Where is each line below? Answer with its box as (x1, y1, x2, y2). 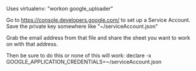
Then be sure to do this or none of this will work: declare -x (6, 52, 152, 59)
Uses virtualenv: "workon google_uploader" (6, 5, 113, 12)
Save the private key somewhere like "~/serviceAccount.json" (6, 23, 158, 30)
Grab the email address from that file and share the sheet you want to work (6, 34, 191, 41)
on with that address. (6, 41, 58, 47)
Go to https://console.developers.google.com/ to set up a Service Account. (6, 17, 191, 23)
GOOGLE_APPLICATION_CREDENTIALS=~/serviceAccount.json (6, 59, 162, 65)
